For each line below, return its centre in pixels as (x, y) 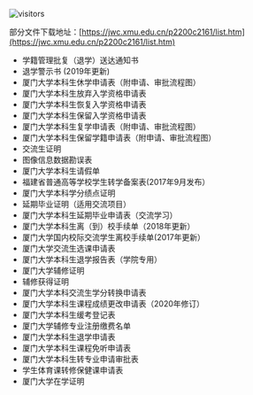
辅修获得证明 (45, 282)
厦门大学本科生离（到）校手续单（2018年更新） (108, 226)
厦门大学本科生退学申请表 (69, 337)
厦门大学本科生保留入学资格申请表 (84, 116)
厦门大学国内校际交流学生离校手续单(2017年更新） (113, 237)
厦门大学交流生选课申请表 (69, 248)
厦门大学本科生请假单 (61, 171)
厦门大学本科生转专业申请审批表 (80, 359)
